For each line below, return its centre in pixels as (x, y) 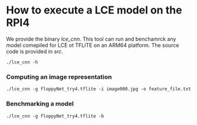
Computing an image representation (59, 77)
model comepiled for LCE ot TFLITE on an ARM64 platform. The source (93, 45)
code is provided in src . (35, 51)
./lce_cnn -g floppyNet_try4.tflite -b (55, 116)
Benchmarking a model (40, 104)
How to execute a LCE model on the (94, 10)
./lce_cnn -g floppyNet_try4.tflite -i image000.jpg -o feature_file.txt (99, 89)
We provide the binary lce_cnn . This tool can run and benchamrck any (91, 39)
